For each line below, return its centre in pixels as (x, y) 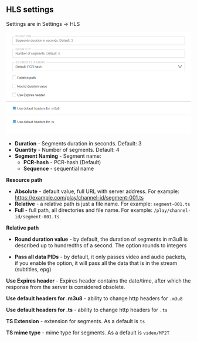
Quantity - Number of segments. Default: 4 (67, 150)
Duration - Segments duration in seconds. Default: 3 (78, 143)
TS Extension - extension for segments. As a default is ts (76, 321)
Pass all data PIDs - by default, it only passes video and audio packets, (100, 257)
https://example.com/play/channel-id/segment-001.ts (79, 197)
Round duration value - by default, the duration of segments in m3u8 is (101, 239)
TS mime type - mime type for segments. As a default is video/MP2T (88, 333)
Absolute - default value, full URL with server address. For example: (97, 191)
